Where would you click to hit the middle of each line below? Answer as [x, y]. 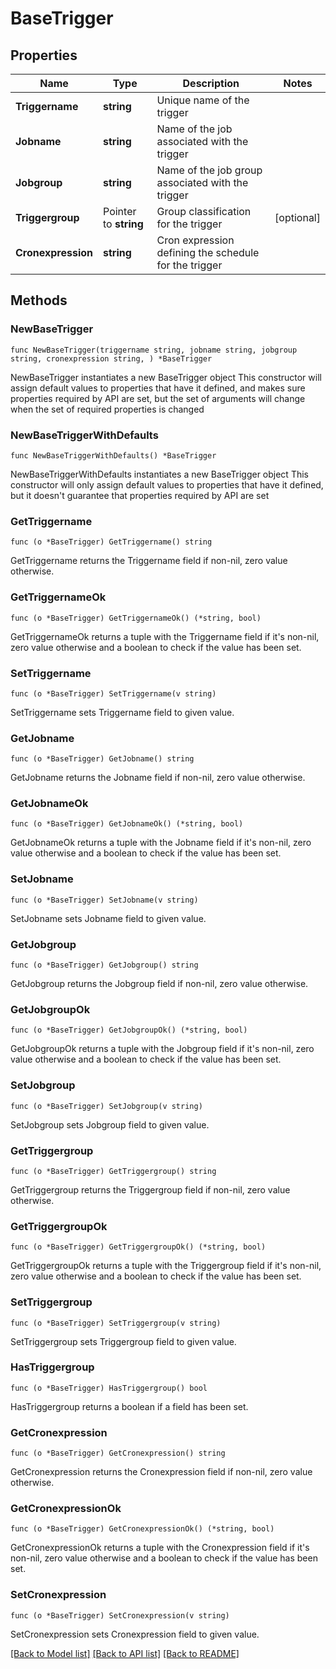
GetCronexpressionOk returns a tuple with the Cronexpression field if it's [160, 1548]
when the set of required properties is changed [107, 409]
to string [123, 224]
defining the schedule [208, 252]
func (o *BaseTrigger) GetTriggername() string [111, 542]
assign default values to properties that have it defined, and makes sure [158, 388]
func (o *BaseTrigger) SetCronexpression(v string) [120, 1615]
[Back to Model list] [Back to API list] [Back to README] [125, 1653]
